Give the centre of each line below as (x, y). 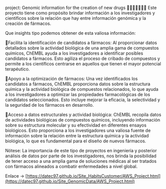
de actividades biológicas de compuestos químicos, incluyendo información (83, 120)
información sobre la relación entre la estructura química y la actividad (77, 136)
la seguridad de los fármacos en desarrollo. (50, 105)
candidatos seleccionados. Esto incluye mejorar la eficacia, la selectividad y (83, 100)
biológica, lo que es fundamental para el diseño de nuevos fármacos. (76, 141)
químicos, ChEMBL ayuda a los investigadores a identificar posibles (74, 53)
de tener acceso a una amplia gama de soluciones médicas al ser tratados (81, 161)
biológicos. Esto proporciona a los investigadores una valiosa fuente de (78, 130)
